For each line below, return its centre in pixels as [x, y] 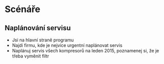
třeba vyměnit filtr [30, 56]
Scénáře [23, 9]
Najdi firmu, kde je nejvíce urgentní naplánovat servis [67, 45]
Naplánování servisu [38, 28]
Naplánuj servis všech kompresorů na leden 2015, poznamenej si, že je [86, 51]
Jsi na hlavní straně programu [43, 40]
